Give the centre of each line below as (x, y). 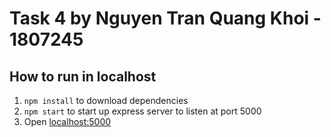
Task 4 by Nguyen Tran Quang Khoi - (165, 18)
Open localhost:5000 (67, 121)
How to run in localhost (83, 76)
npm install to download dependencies (106, 100)
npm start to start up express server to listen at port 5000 (142, 111)
